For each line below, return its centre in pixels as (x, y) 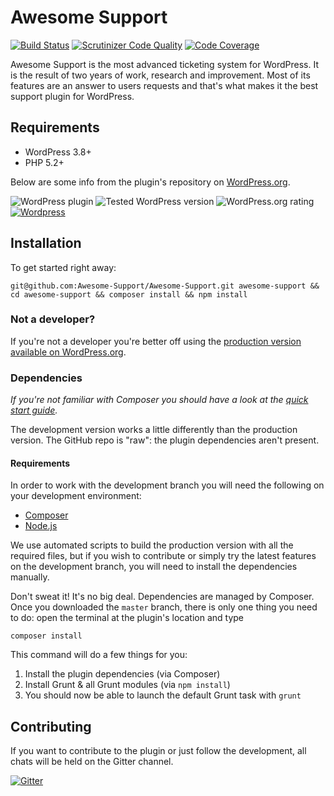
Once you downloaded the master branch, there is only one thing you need (164, 607)
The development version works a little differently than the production (154, 430)
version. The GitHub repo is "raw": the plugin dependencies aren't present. (165, 440)
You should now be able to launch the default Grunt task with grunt (163, 695)
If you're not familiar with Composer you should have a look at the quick (159, 400)
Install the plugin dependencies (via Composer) (122, 674)
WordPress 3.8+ (58, 152)
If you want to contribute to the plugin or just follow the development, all (158, 751)
